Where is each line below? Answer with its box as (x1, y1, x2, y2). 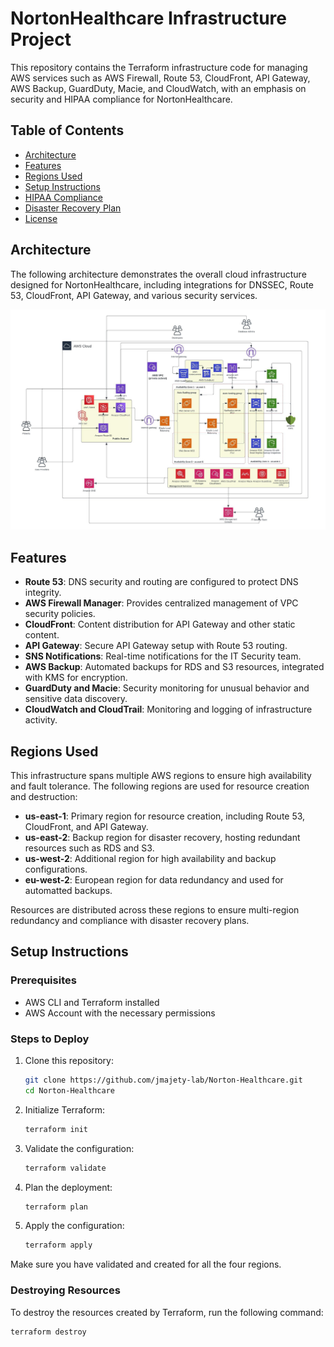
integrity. (24, 587, 62, 599)
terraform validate (24, 1163, 107, 1173)
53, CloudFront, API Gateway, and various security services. (10, 289, 258, 301)
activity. (24, 714, 58, 726)
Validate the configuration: (24, 1142, 135, 1154)
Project (10, 28, 72, 51)
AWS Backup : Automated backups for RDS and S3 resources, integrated (24, 661, 325, 673)
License (24, 212, 58, 224)
